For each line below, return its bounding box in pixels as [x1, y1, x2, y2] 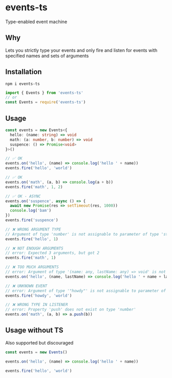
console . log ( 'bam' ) [10, 208, 52, 213]
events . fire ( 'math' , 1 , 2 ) [5, 184, 63, 189]
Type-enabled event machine [5, 19, 68, 25]
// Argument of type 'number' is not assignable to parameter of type [5, 231, 159, 237]
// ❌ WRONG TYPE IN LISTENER [5, 302, 68, 308]
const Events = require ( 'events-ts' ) [5, 100, 86, 105]
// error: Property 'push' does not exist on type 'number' [5, 307, 137, 312]
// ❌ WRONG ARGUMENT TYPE [5, 227, 61, 232]
